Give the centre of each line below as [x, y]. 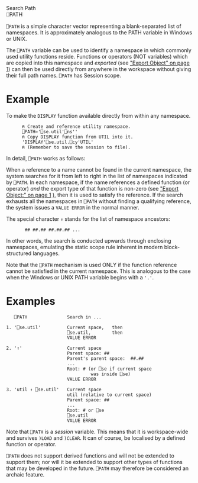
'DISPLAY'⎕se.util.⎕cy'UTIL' [58, 142]
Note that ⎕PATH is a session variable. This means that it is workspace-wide [97, 432]
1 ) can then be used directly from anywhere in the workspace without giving [99, 69]
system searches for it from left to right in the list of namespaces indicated [97, 176]
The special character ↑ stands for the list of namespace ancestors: [88, 219]
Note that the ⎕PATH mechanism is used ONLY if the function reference [92, 265]
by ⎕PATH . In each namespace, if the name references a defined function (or [98, 182]
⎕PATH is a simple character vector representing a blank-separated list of [94, 26]
